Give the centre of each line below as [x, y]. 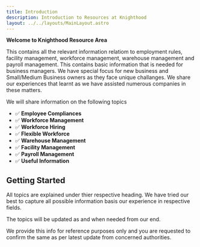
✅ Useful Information [42, 161]
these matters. [24, 90]
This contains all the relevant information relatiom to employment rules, [94, 52]
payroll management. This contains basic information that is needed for [95, 64]
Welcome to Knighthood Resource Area [57, 40]
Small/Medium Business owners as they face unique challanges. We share [98, 77]
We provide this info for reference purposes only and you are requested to [98, 231]
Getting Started [36, 180]
